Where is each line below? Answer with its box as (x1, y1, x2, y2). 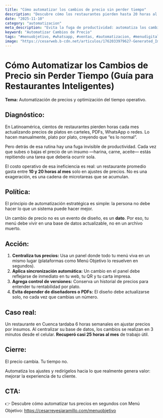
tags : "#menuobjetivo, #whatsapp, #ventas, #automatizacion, (5, 35, 131, 39)
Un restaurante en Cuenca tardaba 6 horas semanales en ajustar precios (5, 321, 150, 327)
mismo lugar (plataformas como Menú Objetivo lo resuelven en (12, 258, 138, 264)
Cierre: (5, 345, 27, 354)
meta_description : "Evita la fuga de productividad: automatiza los (5, 25, 147, 30)
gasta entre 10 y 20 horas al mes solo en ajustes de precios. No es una (5, 169, 147, 174)
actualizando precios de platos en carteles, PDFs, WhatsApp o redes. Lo (5, 129, 150, 134)
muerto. (5, 226, 21, 231)
